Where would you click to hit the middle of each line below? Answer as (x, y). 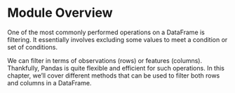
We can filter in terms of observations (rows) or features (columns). (105, 60)
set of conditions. (33, 47)
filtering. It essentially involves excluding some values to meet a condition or (117, 39)
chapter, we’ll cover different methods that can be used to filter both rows (114, 76)
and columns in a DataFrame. (49, 83)
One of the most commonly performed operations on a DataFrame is (106, 32)
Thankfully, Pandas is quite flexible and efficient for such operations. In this (116, 68)
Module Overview (60, 13)
